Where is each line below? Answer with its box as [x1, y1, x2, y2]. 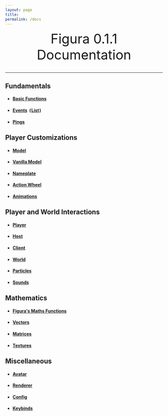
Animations [12, 193, 37, 199]
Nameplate [12, 170, 36, 176]
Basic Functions [12, 96, 46, 102]
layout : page [5, 7, 32, 13]
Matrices [12, 331, 32, 337]
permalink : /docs [5, 17, 41, 22]
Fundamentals [5, 81, 51, 90]
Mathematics [5, 294, 47, 302]
